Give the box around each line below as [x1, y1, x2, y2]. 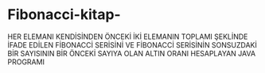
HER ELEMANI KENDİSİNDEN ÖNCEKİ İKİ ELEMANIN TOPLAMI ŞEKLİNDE [7, 32, 248, 41]
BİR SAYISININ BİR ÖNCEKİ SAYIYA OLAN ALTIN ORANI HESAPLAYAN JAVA [7, 48, 256, 58]
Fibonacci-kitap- [7, 6, 121, 24]
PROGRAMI [7, 57, 45, 67]
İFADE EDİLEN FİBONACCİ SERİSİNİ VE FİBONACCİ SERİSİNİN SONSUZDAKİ [7, 40, 258, 49]
